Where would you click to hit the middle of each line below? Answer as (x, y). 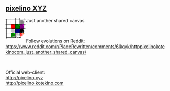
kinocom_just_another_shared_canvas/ (46, 52)
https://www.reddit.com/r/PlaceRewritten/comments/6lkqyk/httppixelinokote (85, 46)
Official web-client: (25, 72)
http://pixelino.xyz (24, 77)
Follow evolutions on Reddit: (56, 41)
